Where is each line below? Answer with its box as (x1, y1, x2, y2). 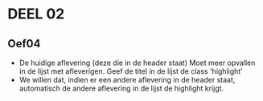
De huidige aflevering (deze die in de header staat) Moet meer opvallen (18, 58, 256, 67)
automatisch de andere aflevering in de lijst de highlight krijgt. (18, 83, 224, 93)
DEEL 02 (7, 5, 65, 23)
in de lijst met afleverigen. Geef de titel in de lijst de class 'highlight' (18, 67, 243, 76)
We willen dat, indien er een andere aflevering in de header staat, (18, 75, 236, 84)
